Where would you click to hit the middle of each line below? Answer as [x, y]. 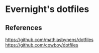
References [24, 28]
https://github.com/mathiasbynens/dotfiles [49, 39]
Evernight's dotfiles [47, 9]
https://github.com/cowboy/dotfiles [42, 45]
